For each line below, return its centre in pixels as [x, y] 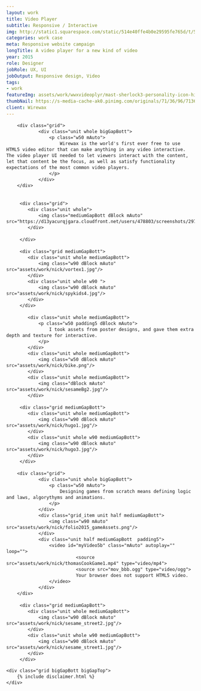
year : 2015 [20, 57]
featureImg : [21, 95]
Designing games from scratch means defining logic [125, 491]
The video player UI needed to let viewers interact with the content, [97, 155]
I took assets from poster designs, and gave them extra [121, 329]
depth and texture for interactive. [52, 335]
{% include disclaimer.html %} [56, 677]
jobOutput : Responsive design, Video [53, 76]
